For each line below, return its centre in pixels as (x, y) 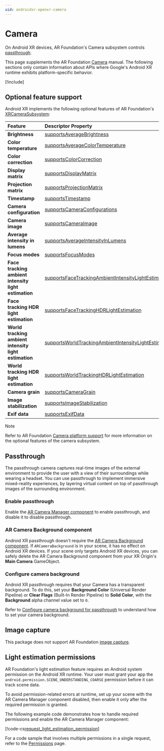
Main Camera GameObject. (33, 561)
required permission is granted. (37, 705)
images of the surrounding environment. (46, 489)
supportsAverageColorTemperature (85, 146)
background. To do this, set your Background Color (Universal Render (76, 590)
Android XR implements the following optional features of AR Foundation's (80, 109)
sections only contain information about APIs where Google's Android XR (79, 67)
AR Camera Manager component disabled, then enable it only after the (76, 699)
